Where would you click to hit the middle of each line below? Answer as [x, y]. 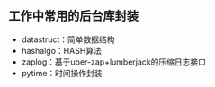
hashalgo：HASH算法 [62, 50]
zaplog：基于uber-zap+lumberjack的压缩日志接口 [114, 62]
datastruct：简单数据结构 [68, 39]
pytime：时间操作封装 [62, 73]
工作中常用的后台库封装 [73, 16]
